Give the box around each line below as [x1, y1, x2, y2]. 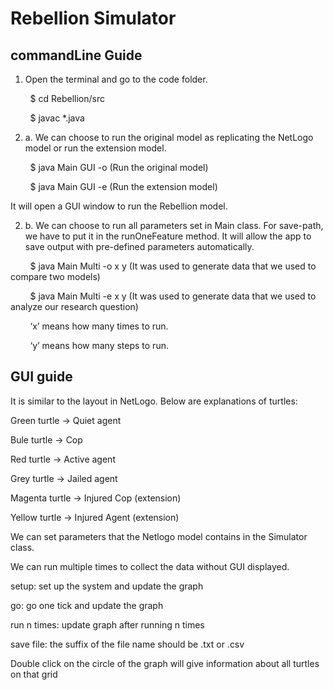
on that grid [10, 668, 58, 680]
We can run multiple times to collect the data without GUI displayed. [10, 560, 290, 572]
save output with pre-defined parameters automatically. [24, 241, 255, 252]
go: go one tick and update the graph [10, 599, 164, 611]
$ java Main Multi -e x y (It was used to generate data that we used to [29, 290, 317, 302]
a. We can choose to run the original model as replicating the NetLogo [24, 132, 314, 143]
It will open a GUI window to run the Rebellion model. [10, 200, 228, 212]
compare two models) [10, 271, 101, 282]
